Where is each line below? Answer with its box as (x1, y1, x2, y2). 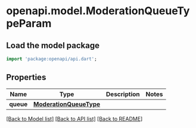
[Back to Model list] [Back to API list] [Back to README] (6, 115, 143, 122)
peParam (6, 17, 52, 30)
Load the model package (6, 40, 100, 50)
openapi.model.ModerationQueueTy (6, 4, 190, 18)
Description (106, 90, 140, 98)
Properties (6, 72, 46, 82)
